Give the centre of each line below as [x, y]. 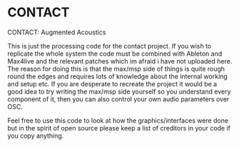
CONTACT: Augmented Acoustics [57, 32]
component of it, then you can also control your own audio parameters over [118, 99]
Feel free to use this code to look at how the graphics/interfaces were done [118, 120]
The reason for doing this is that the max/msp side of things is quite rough [116, 69]
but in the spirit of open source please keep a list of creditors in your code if [119, 128]
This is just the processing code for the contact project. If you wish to [110, 46]
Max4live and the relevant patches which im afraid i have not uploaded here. [120, 61]
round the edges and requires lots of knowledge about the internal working [118, 76]
